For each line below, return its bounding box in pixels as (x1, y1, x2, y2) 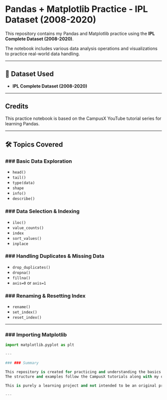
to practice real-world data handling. (5, 51, 81, 57)
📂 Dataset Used (5, 70, 54, 78)
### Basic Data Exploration (5, 158, 72, 165)
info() (12, 191, 26, 196)
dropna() (12, 270, 31, 275)
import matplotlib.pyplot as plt (5, 342, 75, 348)
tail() (12, 175, 26, 180)
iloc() (12, 220, 26, 225)
